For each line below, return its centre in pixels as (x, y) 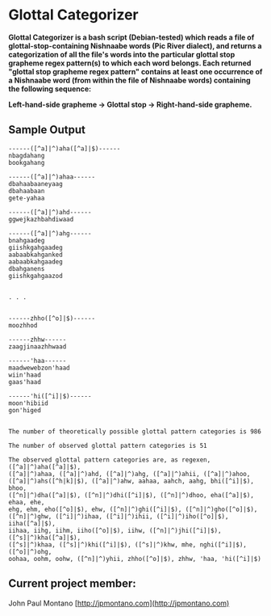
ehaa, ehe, (27, 502)
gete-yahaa (27, 198)
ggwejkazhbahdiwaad (41, 219)
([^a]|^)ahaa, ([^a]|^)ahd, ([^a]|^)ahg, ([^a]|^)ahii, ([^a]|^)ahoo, (129, 474)
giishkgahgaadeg (35, 247)
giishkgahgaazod (35, 276)
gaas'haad (25, 382)
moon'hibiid (28, 403)
